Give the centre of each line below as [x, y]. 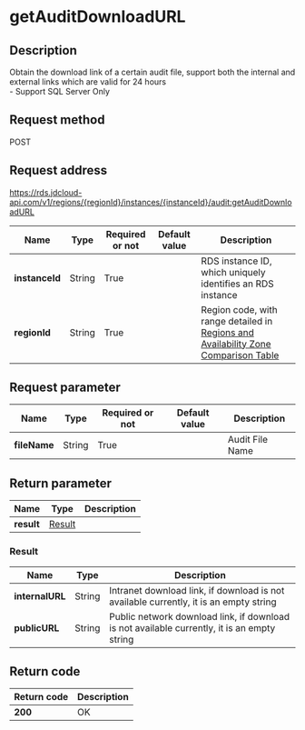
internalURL [40, 595]
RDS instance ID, [236, 261]
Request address [59, 170]
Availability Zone [236, 344]
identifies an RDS [237, 284]
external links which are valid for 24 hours [88, 82]
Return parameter [60, 483]
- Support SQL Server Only [60, 91]
